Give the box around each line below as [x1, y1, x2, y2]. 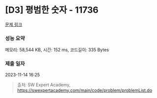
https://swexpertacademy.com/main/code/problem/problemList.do [17, 87, 153, 93]
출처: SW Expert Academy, [17, 81, 71, 88]
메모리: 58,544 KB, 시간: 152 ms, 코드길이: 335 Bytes [5, 47, 109, 53]
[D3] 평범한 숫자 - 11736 [5, 4, 99, 16]
